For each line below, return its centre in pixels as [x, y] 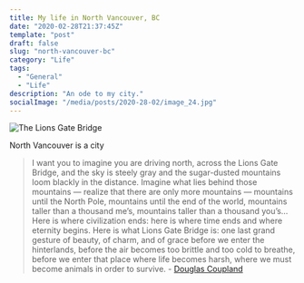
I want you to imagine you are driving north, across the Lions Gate [155, 163]
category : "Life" [42, 60]
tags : [20, 69]
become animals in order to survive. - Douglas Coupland [137, 269]
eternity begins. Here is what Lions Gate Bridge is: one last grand [153, 230]
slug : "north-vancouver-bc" [63, 52]
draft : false [34, 43]
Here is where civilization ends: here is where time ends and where [157, 221]
